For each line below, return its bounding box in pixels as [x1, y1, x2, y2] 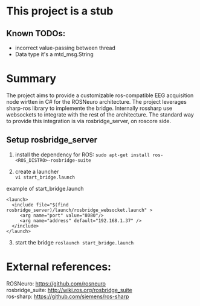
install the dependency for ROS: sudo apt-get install [15, 151, 150, 158]
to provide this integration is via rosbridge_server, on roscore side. [6, 117, 171, 124]
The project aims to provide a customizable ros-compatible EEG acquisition [6, 92, 194, 99]
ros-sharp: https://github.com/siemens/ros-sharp [6, 293, 129, 300]
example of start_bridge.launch [6, 185, 84, 192]
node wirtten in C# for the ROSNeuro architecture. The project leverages [6, 98, 187, 105]
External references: [6, 260, 112, 273]
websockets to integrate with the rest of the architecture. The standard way [6, 110, 195, 118]
